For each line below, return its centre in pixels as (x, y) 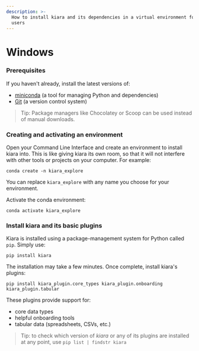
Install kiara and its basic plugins (54, 226)
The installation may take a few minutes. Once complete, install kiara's (92, 267)
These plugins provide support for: (49, 300)
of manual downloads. (48, 119)
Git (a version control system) (51, 101)
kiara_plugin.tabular (33, 289)
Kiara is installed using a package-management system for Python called (95, 239)
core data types (34, 312)
